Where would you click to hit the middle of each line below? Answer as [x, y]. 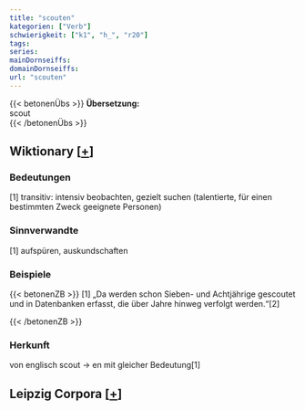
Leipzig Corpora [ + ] [66, 394]
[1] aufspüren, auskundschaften [69, 250]
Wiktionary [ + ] [51, 152]
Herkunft [30, 345]
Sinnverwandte [44, 231]
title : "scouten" [42, 18]
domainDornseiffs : [44, 69]
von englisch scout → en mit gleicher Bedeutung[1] [105, 365]
